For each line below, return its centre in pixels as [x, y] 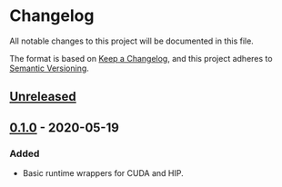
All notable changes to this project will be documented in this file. [132, 41]
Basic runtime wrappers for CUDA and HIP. [103, 173]
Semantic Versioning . [49, 68]
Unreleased [43, 97]
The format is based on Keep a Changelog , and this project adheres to [141, 58]
